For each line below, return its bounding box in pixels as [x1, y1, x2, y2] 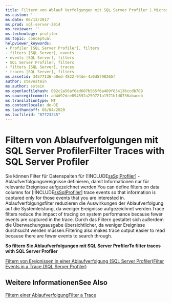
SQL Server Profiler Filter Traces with [5, 145, 165, 157]
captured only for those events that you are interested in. [5, 194, 125, 201]
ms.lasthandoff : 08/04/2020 [5, 107, 66, 113]
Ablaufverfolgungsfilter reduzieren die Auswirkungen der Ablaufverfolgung [5, 200, 164, 206]
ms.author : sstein [5, 83, 45, 89]
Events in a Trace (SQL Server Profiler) [5, 263, 87, 269]
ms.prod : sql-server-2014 [5, 21, 60, 27]
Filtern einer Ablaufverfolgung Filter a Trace [5, 292, 96, 298]
